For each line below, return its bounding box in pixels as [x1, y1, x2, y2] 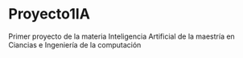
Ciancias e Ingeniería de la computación [8, 39, 142, 49]
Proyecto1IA [8, 5, 91, 23]
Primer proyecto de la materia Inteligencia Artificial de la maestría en [8, 31, 235, 41]
